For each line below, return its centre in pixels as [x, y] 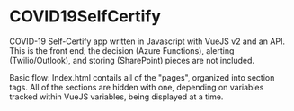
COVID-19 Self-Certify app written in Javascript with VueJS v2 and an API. [147, 41]
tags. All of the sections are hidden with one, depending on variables [137, 87]
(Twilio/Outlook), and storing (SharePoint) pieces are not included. [132, 60]
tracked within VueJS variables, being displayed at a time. [116, 97]
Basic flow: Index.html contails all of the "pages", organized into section [142, 77]
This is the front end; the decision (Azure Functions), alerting [122, 50]
